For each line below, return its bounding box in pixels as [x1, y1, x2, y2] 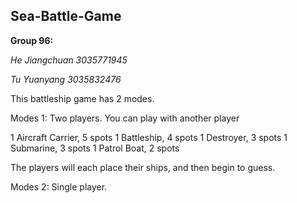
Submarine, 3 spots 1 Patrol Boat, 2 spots [10, 142, 180, 154]
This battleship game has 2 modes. [10, 92, 155, 104]
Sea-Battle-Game [10, 8, 122, 25]
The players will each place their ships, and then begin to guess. [10, 161, 276, 173]
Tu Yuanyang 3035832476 [10, 73, 122, 85]
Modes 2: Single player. [10, 180, 108, 193]
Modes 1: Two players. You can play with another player [10, 112, 240, 124]
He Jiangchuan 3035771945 [10, 54, 128, 66]
